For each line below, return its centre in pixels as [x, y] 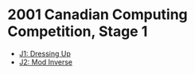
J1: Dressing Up [45, 53]
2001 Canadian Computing [97, 15]
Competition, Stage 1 [78, 31]
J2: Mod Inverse [46, 62]
